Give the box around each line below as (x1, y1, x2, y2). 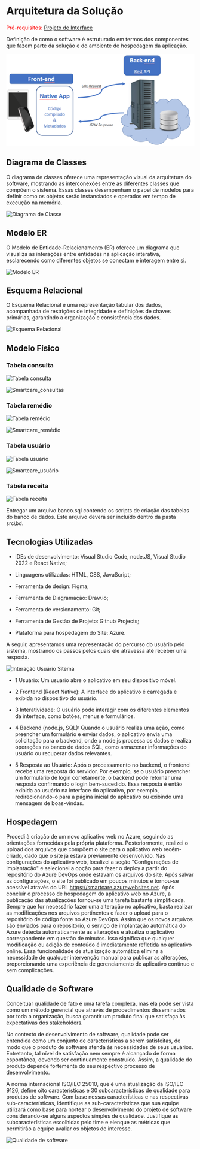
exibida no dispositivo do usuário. (14, 694, 98, 702)
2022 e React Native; (14, 559, 67, 566)
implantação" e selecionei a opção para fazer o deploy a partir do (6, 864, 168, 871)
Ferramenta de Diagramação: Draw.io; (14, 594, 109, 601)
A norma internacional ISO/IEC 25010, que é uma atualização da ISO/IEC (6, 1080, 184, 1087)
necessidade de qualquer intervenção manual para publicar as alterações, (6, 954, 189, 961)
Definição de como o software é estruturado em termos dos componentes (6, 35, 189, 43)
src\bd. (6, 520, 24, 527)
